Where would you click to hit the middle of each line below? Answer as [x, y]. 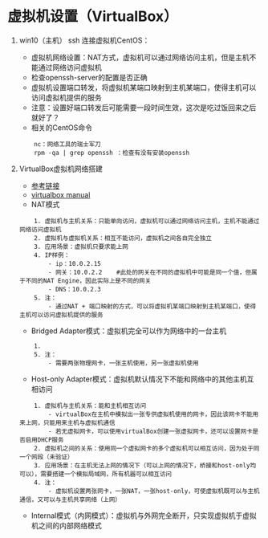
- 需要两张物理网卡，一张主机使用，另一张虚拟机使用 [124, 363]
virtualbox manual [61, 194]
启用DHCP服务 [45, 440]
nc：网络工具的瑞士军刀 [67, 144]
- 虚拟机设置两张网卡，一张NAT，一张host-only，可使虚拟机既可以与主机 [154, 491]
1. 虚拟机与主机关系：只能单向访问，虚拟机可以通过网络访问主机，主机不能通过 [147, 221]
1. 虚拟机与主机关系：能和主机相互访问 [90, 406]
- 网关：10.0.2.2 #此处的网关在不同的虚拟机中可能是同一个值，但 [150, 272]
